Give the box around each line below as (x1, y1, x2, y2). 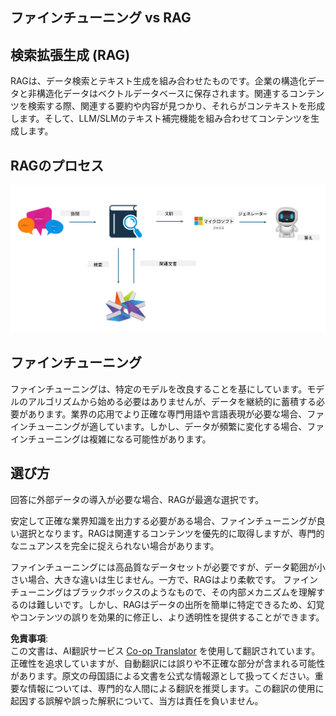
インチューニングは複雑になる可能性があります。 (10, 433, 212, 445)
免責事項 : (10, 632, 49, 644)
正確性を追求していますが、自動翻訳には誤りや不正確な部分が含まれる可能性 (10, 657, 326, 669)
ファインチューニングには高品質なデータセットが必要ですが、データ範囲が (10, 561, 317, 573)
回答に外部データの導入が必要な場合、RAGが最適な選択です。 (10, 493, 265, 505)
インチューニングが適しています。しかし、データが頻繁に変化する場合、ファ (10, 420, 325, 432)
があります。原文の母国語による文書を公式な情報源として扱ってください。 (10, 669, 315, 682)
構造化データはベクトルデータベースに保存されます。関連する (36, 88, 290, 100)
